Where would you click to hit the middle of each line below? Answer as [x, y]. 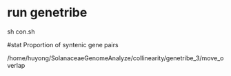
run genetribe [47, 13]
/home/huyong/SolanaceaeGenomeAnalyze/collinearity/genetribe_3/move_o [115, 58]
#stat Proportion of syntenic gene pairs [63, 45]
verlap [16, 65]
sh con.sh [21, 31]
